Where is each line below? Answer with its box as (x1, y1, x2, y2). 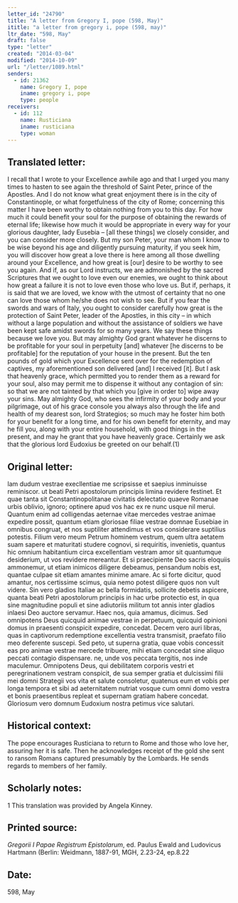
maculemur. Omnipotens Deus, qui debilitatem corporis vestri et (7, 661, 194, 670)
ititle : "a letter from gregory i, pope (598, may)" (7, 24, 167, 31)
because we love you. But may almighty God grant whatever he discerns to (7, 334, 227, 343)
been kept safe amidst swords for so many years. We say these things (7, 326, 213, 335)
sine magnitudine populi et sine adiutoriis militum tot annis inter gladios (7, 601, 215, 609)
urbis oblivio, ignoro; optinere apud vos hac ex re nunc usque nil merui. (7, 502, 216, 510)
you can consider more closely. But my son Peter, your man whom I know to (7, 236, 229, 244)
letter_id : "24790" (7, 10, 65, 18)
